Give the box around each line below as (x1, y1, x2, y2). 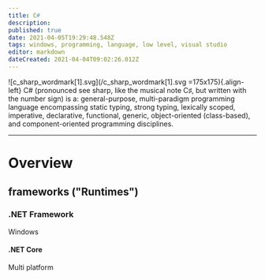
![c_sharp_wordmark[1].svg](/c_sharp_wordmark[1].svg (8, 77, 187, 87)
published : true (8, 26, 62, 34)
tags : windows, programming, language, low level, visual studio (8, 41, 227, 49)
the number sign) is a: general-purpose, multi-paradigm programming (8, 94, 235, 103)
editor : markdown (8, 48, 65, 56)
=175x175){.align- (188, 77, 244, 87)
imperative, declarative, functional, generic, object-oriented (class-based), (8, 110, 251, 120)
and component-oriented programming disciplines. (8, 119, 174, 129)
